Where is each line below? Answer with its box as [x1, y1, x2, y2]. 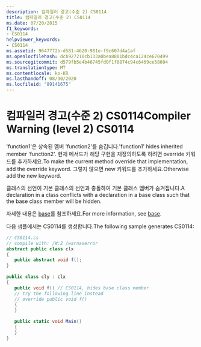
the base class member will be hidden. [6, 198, 102, 205]
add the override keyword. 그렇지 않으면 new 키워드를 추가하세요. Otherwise [6, 165, 190, 172]
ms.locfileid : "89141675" [6, 82, 71, 88]
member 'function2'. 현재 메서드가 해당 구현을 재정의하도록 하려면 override [6, 150, 185, 157]
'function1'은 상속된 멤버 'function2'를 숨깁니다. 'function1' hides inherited [6, 142, 184, 150]
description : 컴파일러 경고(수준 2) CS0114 [6, 8, 107, 15]
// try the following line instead [14, 291, 104, 297]
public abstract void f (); [14, 257, 82, 263]
